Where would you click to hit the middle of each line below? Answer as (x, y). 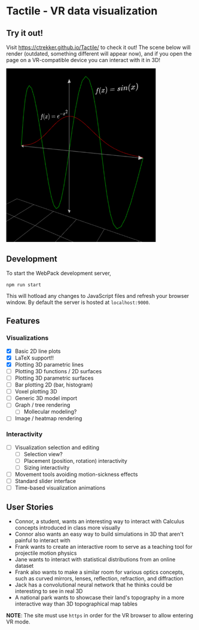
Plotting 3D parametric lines (49, 364)
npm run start (24, 285)
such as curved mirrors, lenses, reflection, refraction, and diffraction (99, 578)
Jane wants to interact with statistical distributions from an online (95, 559)
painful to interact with (42, 540)
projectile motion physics (46, 553)
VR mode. (19, 622)
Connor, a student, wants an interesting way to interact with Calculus (99, 521)
